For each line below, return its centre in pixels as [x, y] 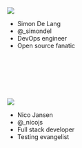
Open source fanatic [46, 45]
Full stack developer [46, 129]
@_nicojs [30, 122]
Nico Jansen [35, 115]
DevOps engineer [42, 38]
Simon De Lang [39, 24]
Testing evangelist [43, 137]
